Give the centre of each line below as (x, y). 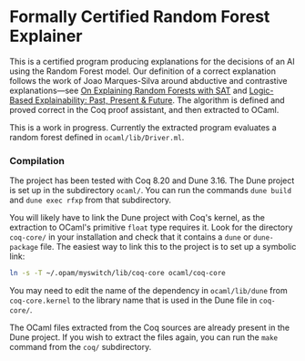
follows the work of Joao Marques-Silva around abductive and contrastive (149, 80)
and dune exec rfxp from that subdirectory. (90, 200)
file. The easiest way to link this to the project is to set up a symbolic (168, 247)
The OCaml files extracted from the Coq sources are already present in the (149, 328)
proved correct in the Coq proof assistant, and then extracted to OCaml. (144, 109)
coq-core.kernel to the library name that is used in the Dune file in (133, 300)
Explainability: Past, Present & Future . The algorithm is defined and (160, 100)
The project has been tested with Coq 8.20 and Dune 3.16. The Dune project (152, 180)
